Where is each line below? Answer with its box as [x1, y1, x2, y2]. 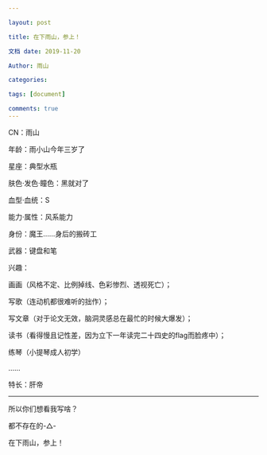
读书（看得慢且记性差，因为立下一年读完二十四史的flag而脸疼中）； [8, 330, 226, 340]
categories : [8, 76, 48, 84]
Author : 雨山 [8, 61, 49, 70]
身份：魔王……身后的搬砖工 [8, 228, 98, 239]
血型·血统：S [8, 195, 50, 204]
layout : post [8, 18, 52, 26]
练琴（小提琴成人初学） [8, 347, 85, 356]
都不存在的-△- [8, 421, 57, 430]
